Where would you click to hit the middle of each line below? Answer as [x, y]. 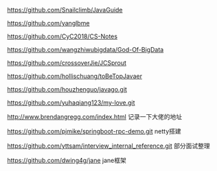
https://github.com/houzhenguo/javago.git [67, 89]
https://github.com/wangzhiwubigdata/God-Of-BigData [85, 50]
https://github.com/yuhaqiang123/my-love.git [71, 103]
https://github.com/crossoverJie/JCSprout [67, 63]
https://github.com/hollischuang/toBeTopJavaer [75, 76]
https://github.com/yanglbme [48, 23]
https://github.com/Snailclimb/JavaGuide [65, 10]
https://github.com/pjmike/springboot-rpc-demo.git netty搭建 [94, 131]
